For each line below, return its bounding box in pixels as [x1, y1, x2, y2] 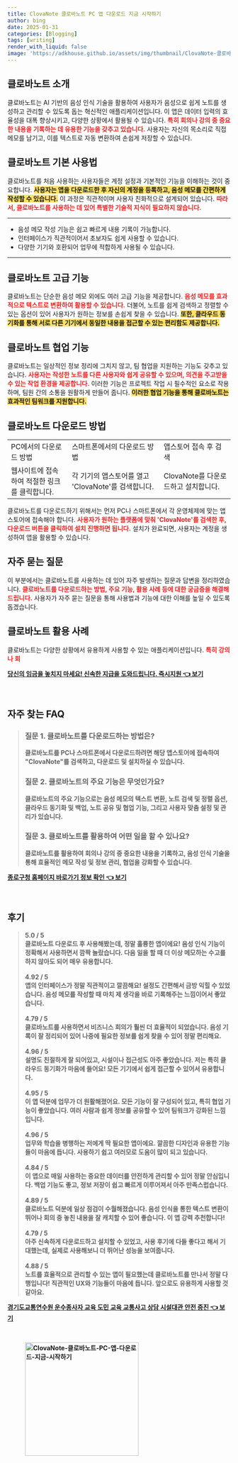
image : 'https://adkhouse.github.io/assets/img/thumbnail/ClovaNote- [7, 50, 217, 57]
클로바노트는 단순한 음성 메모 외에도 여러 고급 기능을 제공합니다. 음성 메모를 [7, 292, 215, 301]
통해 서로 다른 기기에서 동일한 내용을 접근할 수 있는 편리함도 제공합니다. [25, 318, 220, 327]
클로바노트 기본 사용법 [7, 157, 98, 169]
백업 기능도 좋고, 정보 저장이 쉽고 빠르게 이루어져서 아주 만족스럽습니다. [34, 1180, 229, 1189]
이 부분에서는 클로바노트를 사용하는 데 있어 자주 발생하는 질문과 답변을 [7, 576, 200, 584]
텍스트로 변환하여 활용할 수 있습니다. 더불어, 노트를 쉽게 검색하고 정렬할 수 [25, 301, 229, 309]
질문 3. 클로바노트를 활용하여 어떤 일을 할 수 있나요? [24, 831, 190, 841]
